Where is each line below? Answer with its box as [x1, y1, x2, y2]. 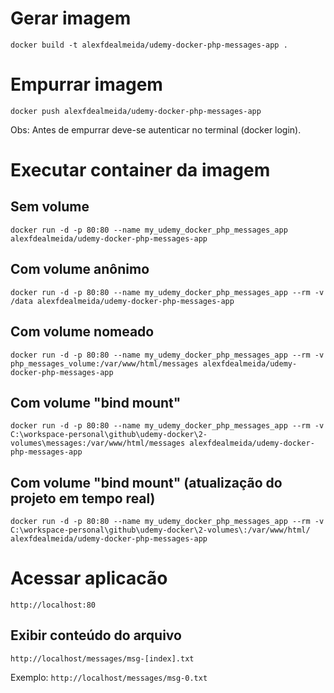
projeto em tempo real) [10, 490, 156, 507]
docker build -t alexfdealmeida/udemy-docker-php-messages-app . [10, 40, 288, 50]
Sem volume [10, 198, 90, 216]
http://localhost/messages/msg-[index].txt [10, 653, 195, 664]
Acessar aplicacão [10, 567, 168, 590]
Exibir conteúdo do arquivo [10, 627, 182, 644]
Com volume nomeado [10, 323, 155, 341]
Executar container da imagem [10, 159, 271, 182]
